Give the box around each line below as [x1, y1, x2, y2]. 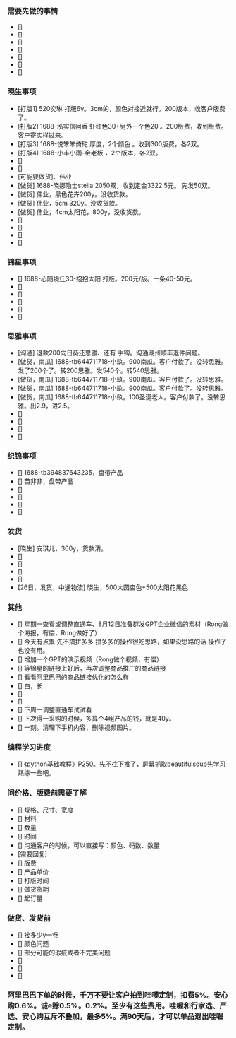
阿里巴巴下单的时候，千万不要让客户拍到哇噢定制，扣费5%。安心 [7, 990, 229, 1000]
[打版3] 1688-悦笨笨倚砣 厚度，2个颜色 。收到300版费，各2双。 [17, 139, 203, 148]
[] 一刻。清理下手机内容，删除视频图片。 [17, 723, 135, 732]
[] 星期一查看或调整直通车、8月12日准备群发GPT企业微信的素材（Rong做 [17, 620, 229, 628]
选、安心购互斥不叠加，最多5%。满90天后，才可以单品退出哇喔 [7, 1011, 224, 1021]
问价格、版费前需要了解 [7, 788, 87, 798]
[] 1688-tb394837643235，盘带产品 [17, 468, 123, 477]
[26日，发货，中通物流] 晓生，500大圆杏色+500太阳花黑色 [17, 583, 189, 591]
